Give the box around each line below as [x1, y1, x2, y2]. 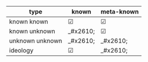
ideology [9, 47, 34, 54]
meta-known [100, 8, 139, 15]
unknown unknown [9, 37, 62, 45]
